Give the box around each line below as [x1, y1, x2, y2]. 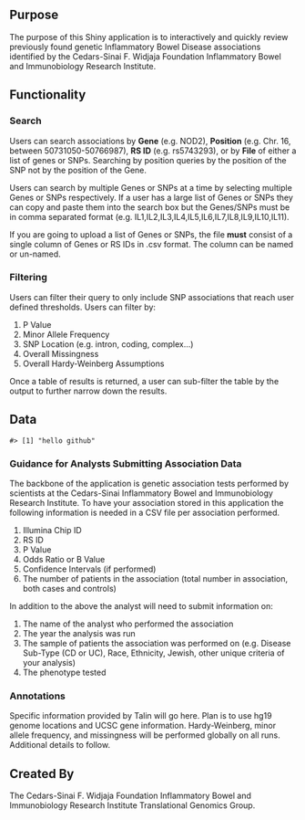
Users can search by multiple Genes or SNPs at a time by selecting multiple [9, 182, 293, 193]
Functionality [9, 87, 86, 103]
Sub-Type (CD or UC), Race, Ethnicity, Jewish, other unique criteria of [22, 647, 285, 658]
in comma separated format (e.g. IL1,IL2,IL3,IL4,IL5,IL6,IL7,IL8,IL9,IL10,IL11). [9, 211, 290, 222]
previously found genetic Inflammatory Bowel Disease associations [9, 41, 261, 52]
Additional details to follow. [9, 740, 111, 751]
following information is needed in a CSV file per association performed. [9, 507, 280, 518]
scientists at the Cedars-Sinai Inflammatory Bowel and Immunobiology [9, 488, 273, 499]
